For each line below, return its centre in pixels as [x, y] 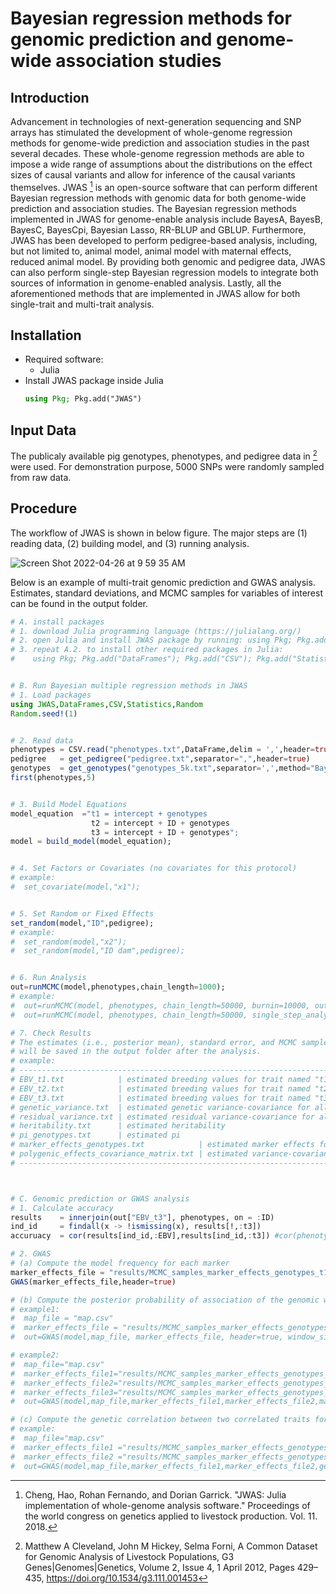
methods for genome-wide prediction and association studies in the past [160, 143]
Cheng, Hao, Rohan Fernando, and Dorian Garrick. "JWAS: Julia [155, 1494]
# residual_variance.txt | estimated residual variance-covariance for [162, 1117]
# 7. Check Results [51, 1033]
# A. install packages [57, 622]
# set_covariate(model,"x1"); [75, 887]
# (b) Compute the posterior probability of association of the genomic [165, 1300]
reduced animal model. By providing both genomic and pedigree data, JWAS [168, 261]
